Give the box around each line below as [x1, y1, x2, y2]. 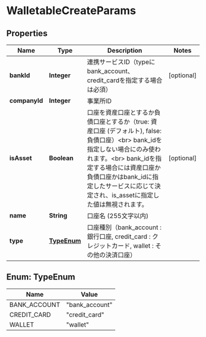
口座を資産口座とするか [86, 108, 154, 116]
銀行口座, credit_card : [86, 232, 151, 241]
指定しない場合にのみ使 [86, 145, 155, 153]
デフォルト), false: [109, 127, 162, 135]
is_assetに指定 [111, 191, 153, 199]
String [48, 211, 67, 219]
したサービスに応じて [93, 182, 155, 190]
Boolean [48, 154, 74, 162]
